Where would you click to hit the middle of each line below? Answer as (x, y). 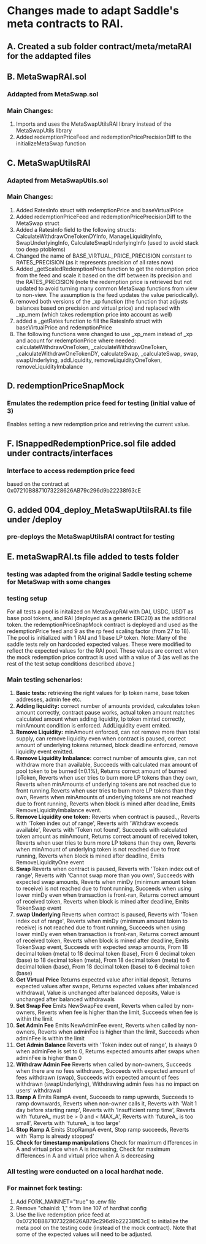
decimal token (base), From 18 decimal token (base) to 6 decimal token (105, 967)
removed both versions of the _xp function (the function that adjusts (102, 301)
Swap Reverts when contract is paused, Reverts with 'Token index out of (108, 869)
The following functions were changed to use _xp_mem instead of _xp (104, 334)
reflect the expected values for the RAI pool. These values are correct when (103, 651)
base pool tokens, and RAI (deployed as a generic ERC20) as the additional (102, 618)
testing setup (27, 598)
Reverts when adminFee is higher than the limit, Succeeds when (119, 1032)
